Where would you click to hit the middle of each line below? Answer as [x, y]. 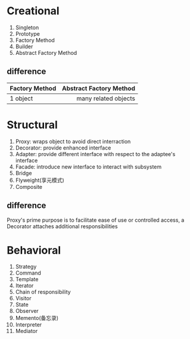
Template [27, 279]
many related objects [106, 98]
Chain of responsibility [43, 292]
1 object [21, 98]
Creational [33, 11]
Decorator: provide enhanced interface [63, 148]
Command [28, 273]
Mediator [27, 331]
